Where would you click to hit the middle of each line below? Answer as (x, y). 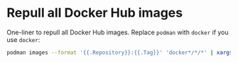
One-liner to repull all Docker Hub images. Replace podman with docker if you (118, 32)
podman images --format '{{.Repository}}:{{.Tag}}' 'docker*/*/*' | (110, 52)
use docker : (23, 39)
